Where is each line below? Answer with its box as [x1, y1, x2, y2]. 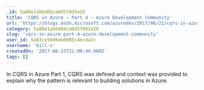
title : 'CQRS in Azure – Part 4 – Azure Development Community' [6, 14, 172, 21]
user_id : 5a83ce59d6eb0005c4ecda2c [6, 37, 97, 43]
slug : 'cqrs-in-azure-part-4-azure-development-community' [6, 31, 159, 37]
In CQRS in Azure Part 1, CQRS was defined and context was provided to [6, 70, 188, 77]
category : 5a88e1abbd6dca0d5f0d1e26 [6, 25, 99, 32]
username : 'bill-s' [6, 43, 56, 49]
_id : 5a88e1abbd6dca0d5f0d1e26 [6, 8, 86, 15]
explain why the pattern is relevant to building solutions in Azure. [6, 77, 168, 84]
